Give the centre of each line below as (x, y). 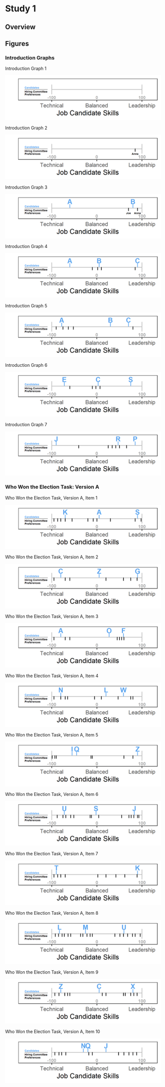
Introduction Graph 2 (26, 128)
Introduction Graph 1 (26, 69)
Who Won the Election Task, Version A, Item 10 (53, 1032)
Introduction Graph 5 (26, 306)
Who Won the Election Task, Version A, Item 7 (52, 853)
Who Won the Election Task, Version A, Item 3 (52, 616)
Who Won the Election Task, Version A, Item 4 (52, 676)
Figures (17, 43)
